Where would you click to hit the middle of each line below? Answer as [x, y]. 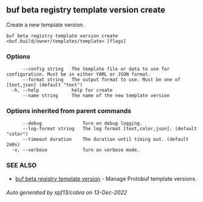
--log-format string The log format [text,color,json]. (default [110, 129]
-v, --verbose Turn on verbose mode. [76, 150]
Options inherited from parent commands [69, 111]
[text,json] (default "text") [45, 85]
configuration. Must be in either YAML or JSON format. [78, 75]
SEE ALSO [22, 165]
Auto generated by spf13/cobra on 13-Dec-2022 [67, 193]
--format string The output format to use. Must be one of [101, 80]
